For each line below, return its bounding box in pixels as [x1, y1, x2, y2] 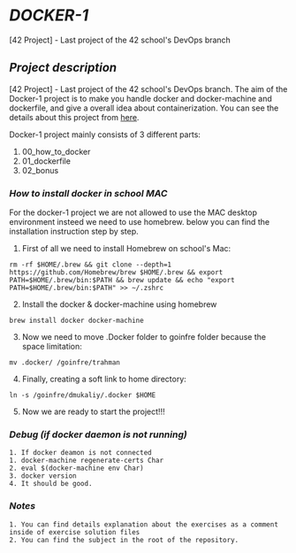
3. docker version [9, 472, 77, 480]
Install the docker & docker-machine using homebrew [21, 299, 217, 310]
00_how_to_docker [21, 146, 91, 157]
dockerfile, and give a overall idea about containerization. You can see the [9, 103, 279, 113]
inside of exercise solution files [9, 527, 140, 536]
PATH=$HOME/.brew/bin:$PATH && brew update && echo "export [9, 276, 236, 285]
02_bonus [21, 165, 59, 175]
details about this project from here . [9, 111, 140, 122]
